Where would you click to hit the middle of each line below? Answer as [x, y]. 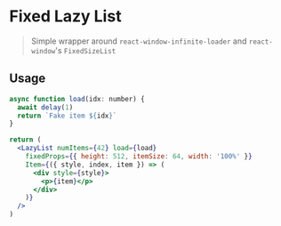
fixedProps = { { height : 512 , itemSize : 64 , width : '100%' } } [139, 157]
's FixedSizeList [85, 50]
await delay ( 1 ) [45, 107]
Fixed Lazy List [65, 16]
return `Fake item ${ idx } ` [67, 116]
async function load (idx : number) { [77, 99]
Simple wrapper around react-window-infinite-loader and [139, 41]
